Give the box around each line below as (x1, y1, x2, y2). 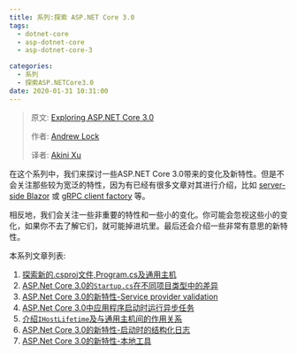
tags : (9, 21, 29, 30)
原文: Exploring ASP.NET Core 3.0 (30, 112, 155, 122)
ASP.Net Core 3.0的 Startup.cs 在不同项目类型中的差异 (21, 280, 219, 290)
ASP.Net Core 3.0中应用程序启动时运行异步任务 (21, 302, 194, 312)
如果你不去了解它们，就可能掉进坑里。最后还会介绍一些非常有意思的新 (24, 220, 280, 231)
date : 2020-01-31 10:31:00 (9, 86, 109, 96)
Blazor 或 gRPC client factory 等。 (26, 190, 150, 201)
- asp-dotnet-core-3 (17, 46, 93, 55)
